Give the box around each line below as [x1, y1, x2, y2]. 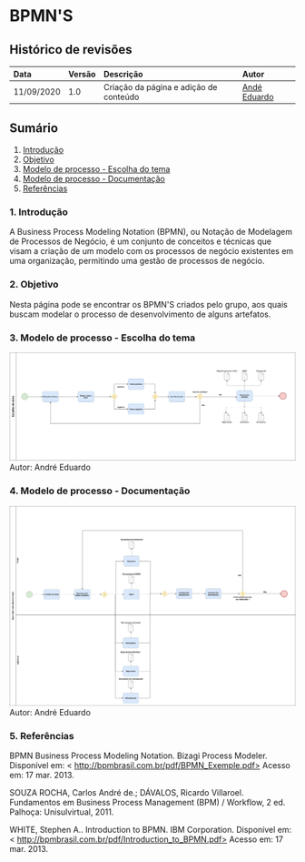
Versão [67, 68, 96, 79]
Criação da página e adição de [103, 81, 218, 92]
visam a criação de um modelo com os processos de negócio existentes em [9, 246, 294, 257]
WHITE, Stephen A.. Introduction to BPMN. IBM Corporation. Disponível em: [9, 824, 292, 835]
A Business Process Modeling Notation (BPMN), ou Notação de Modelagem [9, 227, 293, 238]
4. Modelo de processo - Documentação [9, 484, 191, 497]
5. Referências [9, 729, 74, 742]
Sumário [9, 120, 59, 136]
